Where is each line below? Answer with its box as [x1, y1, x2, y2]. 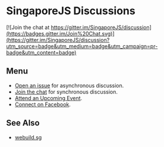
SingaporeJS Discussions [6, 4, 135, 18]
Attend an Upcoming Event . [14, 94, 83, 101]
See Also [6, 118, 40, 128]
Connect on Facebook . [14, 101, 71, 108]
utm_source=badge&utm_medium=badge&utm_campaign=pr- [6, 43, 158, 50]
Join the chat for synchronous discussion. [14, 88, 118, 95]
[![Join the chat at [6, 24, 50, 31]
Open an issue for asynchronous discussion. [14, 82, 124, 89]
